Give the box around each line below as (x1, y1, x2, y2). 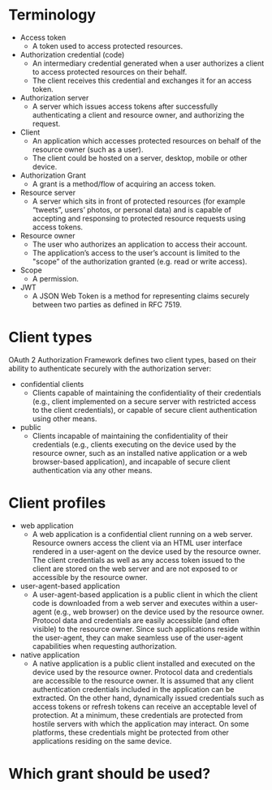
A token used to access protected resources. (32, 41, 183, 50)
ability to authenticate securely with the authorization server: (8, 363, 212, 373)
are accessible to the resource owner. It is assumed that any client (32, 676, 254, 685)
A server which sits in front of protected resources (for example (32, 196, 246, 206)
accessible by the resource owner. (32, 572, 148, 582)
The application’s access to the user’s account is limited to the (32, 247, 241, 257)
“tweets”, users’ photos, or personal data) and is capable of (32, 204, 231, 214)
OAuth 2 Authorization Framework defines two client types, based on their (8, 354, 257, 364)
